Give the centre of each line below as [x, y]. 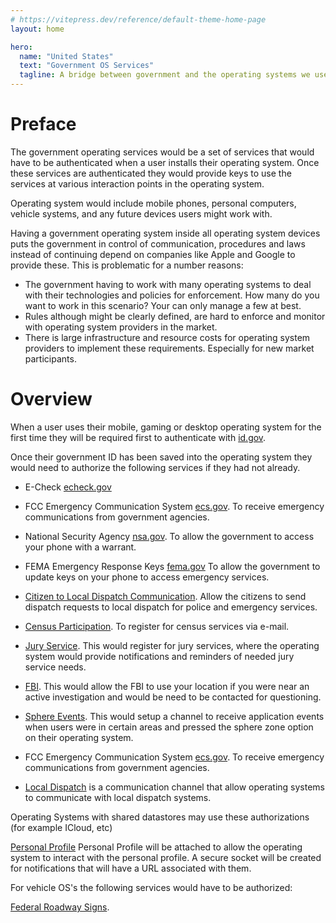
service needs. [55, 667]
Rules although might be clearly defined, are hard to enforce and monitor [175, 316]
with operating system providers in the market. [121, 327]
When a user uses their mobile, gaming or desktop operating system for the [166, 427]
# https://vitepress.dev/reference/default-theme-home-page [138, 19]
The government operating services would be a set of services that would [162, 152]
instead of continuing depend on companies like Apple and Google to [153, 254]
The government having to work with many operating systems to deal [168, 284]
